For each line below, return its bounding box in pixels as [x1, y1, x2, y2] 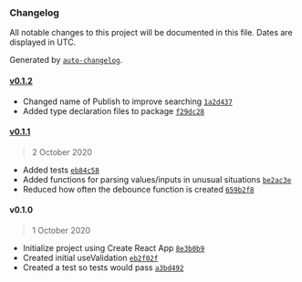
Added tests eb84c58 [22, 164, 100, 175]
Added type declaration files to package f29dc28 [22, 105, 205, 116]
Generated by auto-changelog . [9, 55, 123, 66]
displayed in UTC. [9, 37, 77, 47]
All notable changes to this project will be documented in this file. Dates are [9, 27, 294, 38]
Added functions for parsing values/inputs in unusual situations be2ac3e [22, 173, 292, 184]
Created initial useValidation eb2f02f [22, 252, 159, 263]
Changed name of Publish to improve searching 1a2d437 [22, 96, 233, 107]
